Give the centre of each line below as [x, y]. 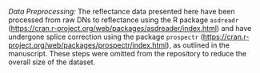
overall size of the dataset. [52, 62]
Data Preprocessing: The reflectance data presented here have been [122, 12]
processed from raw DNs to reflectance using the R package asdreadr [124, 20]
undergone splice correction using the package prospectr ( [106, 36]
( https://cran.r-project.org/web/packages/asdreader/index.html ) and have [130, 28]
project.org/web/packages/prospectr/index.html [88, 45]
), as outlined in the [198, 45]
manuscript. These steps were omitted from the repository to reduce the [127, 54]
